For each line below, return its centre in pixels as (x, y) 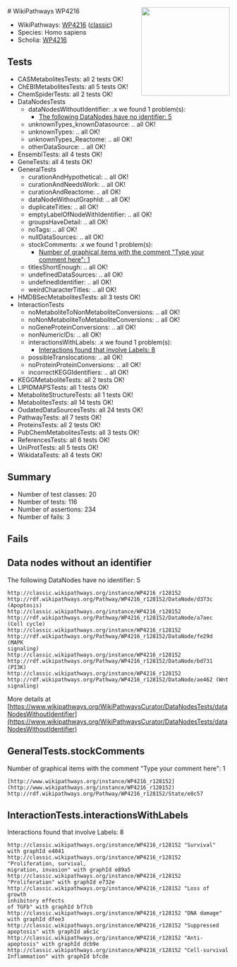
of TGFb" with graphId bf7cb (50, 907)
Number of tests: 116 (47, 502)
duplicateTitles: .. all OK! (63, 207)
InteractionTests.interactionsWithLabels (98, 815)
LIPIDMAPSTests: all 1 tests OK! (63, 387)
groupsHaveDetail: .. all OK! (68, 221)
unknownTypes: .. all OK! (64, 132)
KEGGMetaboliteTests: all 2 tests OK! (71, 380)
